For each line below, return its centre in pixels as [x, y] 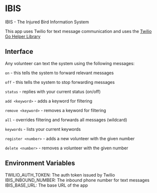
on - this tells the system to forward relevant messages [59, 73]
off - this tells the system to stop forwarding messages [60, 82]
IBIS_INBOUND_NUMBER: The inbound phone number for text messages [77, 180]
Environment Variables [40, 163]
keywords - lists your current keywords [43, 129]
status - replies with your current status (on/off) [53, 91]
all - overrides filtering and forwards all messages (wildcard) [66, 120]
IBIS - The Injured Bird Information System [47, 22]
